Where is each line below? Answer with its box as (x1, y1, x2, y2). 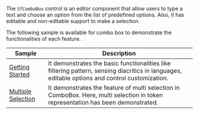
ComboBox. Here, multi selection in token (48, 91, 163, 99)
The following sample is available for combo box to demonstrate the (6, 29, 172, 36)
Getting (9, 63, 30, 71)
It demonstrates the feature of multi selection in (48, 84, 180, 92)
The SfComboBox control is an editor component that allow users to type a (6, 5, 183, 12)
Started (9, 70, 30, 79)
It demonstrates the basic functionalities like (48, 59, 171, 67)
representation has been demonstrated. (48, 99, 159, 106)
